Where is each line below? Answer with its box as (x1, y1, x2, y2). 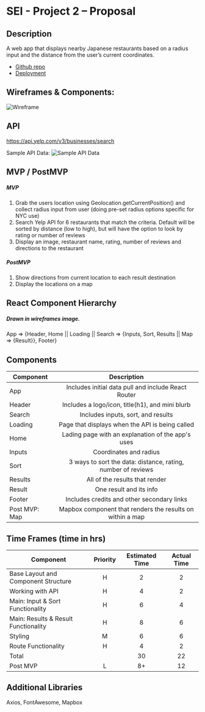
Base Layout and (9, 569, 57, 578)
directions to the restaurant (15, 244, 84, 251)
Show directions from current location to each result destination (15, 273, 176, 281)
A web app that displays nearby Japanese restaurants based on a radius (6, 45, 189, 52)
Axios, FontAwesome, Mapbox (6, 699, 83, 706)
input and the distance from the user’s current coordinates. (6, 51, 154, 59)
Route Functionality (9, 642, 65, 650)
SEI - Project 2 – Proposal (6, 4, 136, 18)
